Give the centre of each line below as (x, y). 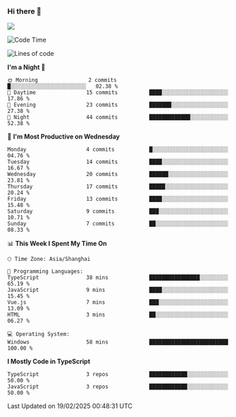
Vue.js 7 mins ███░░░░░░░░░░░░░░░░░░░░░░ (118, 303)
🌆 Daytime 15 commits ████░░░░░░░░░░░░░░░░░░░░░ (118, 93)
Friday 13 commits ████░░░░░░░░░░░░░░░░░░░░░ (118, 199)
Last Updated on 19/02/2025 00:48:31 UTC (70, 406)
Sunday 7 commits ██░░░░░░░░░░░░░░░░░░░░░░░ (118, 224)
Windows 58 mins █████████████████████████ (118, 342)
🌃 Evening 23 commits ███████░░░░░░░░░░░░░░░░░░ (118, 105)
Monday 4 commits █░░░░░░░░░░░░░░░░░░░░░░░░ (118, 150)
